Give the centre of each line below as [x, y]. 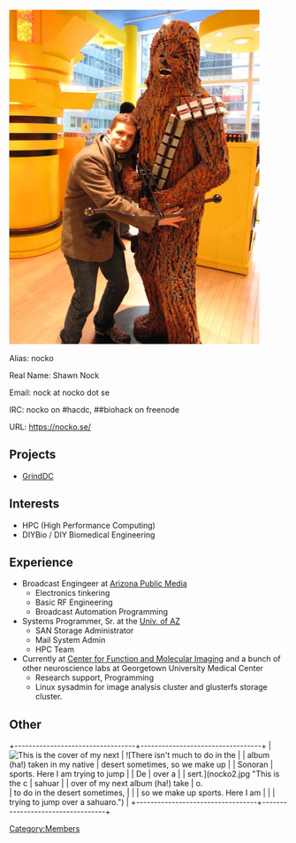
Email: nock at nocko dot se [60, 392]
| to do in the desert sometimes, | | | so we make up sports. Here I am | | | [142, 793]
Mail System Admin [70, 640]
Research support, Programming [95, 677]
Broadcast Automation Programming [102, 612]
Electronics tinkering [72, 593]
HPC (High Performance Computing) [89, 525]
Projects [33, 455]
